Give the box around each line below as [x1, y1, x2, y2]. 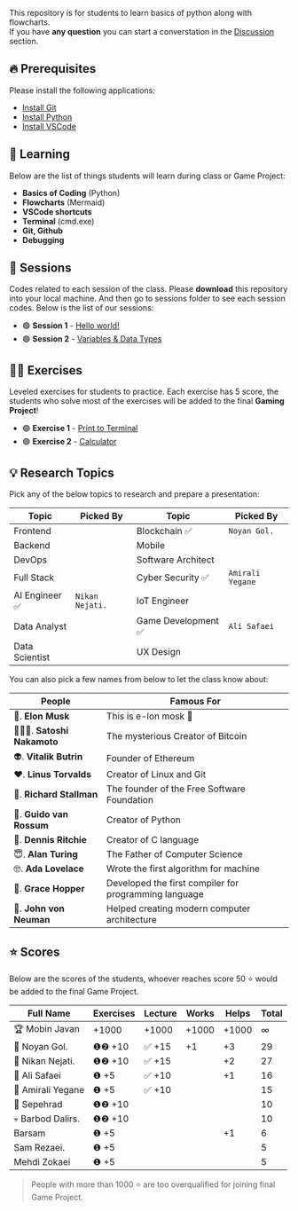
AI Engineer [13, 589, 62, 602]
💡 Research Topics [9, 465, 115, 480]
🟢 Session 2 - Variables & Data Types [21, 334, 162, 344]
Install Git [21, 102, 57, 113]
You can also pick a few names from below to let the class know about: [9, 674, 269, 685]
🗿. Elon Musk [13, 710, 70, 722]
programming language [106, 888, 204, 900]
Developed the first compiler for [106, 877, 239, 890]
